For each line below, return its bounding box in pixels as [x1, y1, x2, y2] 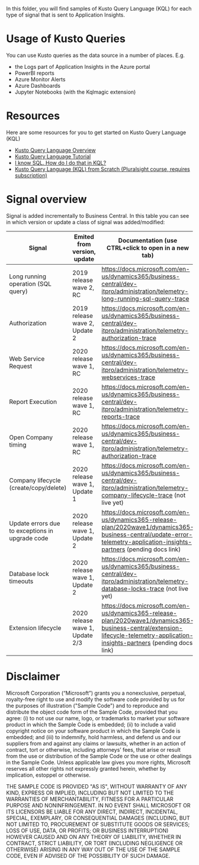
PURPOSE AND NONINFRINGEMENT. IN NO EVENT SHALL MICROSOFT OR [6, 802, 191, 809]
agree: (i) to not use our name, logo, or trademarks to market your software [6, 714, 190, 721]
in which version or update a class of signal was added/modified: [6, 218, 165, 225]
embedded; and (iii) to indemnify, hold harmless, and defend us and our [6, 733, 181, 740]
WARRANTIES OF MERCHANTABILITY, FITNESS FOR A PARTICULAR [6, 795, 174, 803]
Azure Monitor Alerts [14, 75, 66, 82]
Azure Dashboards [14, 82, 61, 89]
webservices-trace [101, 373, 156, 381]
